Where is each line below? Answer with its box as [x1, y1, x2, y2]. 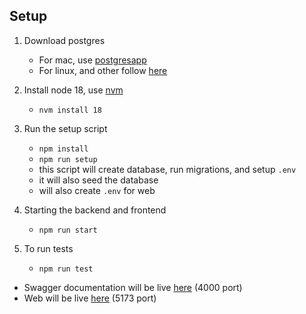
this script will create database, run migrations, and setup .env [38, 163, 297, 175]
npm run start [38, 225, 98, 235]
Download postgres [23, 34, 106, 46]
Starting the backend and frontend [23, 204, 167, 216]
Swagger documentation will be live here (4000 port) [23, 281, 243, 293]
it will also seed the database [38, 174, 159, 186]
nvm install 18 [38, 105, 102, 115]
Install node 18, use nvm [23, 84, 124, 96]
